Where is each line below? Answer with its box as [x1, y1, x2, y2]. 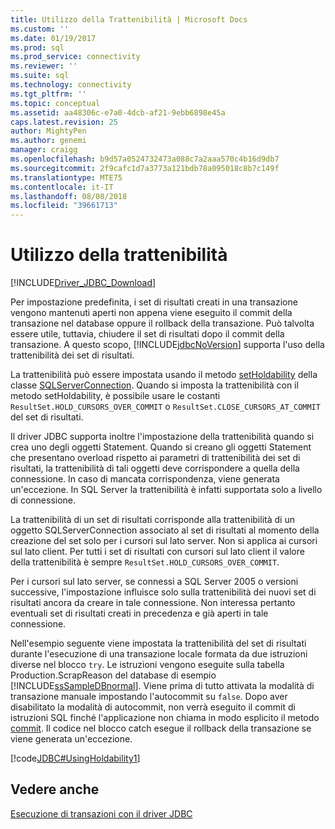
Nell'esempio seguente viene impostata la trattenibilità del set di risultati [10, 637, 307, 650]
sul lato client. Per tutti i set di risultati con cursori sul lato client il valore [10, 546, 305, 558]
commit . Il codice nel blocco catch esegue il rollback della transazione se [10, 722, 312, 735]
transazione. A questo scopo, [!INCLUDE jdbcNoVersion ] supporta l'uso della [10, 339, 325, 351]
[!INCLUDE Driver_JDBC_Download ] [10, 277, 157, 289]
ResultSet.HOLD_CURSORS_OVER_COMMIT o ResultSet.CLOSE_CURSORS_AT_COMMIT [10, 401, 321, 413]
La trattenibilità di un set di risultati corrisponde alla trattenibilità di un [10, 514, 295, 526]
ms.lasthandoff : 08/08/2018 [10, 191, 128, 201]
